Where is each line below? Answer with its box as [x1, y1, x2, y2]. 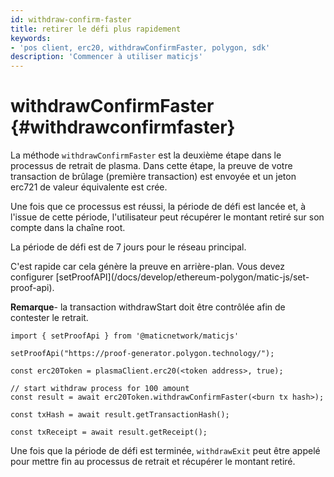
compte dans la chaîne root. [10, 222, 126, 234]
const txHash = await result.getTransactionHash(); [10, 410, 230, 420]
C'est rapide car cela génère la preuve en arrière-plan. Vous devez [10, 261, 285, 273]
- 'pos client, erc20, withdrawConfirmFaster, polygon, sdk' [10, 42, 271, 53]
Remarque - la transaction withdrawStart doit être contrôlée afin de [10, 301, 286, 313]
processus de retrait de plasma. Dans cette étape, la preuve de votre [10, 160, 293, 172]
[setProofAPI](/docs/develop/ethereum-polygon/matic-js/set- [55, 271, 310, 283]
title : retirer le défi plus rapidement [10, 24, 182, 34]
